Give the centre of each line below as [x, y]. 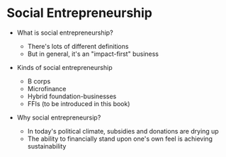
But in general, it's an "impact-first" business [93, 54]
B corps [39, 81]
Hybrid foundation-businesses [72, 96]
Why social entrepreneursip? [59, 117]
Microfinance [47, 88]
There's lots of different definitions [78, 46]
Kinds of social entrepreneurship [64, 67]
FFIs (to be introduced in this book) [79, 103]
